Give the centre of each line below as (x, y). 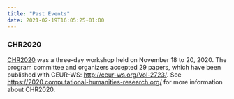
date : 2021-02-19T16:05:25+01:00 (56, 20)
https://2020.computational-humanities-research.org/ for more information (115, 82)
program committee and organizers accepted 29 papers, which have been (114, 67)
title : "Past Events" (39, 14)
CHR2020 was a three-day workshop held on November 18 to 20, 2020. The (117, 59)
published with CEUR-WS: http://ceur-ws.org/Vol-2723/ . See (94, 75)
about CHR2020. (31, 89)
